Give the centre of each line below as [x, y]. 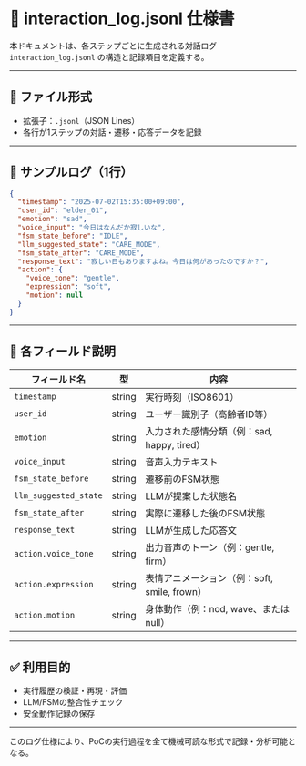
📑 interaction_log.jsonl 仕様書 [122, 19]
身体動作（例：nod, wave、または [217, 608]
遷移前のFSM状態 [183, 479]
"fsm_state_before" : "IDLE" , [73, 236]
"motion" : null [55, 296]
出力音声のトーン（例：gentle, [210, 547]
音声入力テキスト [182, 462]
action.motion [45, 615]
